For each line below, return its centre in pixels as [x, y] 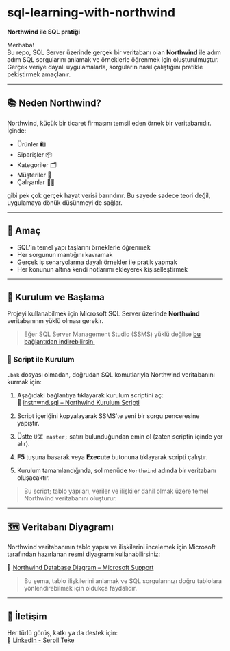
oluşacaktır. [33, 477]
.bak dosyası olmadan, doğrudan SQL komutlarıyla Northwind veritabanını [111, 374]
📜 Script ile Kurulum [41, 360]
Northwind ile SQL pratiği [44, 32]
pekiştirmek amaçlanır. [39, 74]
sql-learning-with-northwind [91, 13]
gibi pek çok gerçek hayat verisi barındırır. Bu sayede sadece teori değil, [109, 195]
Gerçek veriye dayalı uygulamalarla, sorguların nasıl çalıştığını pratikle [105, 67]
